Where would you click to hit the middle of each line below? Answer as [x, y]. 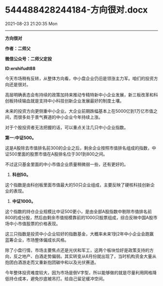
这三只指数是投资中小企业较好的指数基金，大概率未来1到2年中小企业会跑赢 [80, 234]
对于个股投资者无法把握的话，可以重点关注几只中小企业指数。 [67, 127]
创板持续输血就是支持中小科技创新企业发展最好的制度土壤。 [65, 101]
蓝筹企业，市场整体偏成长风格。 [37, 240]
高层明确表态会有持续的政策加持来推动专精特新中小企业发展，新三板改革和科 [81, 94]
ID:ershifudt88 [20, 68]
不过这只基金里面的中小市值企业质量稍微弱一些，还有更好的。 [67, 164]
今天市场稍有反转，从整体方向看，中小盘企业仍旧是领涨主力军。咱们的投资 [79, 78]
